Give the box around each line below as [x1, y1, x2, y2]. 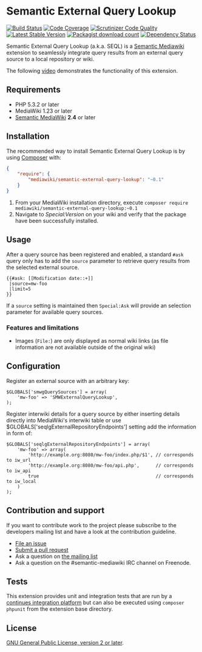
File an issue [15, 539, 47, 547]
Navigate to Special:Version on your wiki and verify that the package [15, 210, 187, 218]
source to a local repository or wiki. [6, 55, 95, 62]
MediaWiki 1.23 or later [15, 107, 73, 115]
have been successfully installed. [15, 217, 99, 224]
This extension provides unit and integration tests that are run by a [6, 593, 172, 600]
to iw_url [6, 457, 32, 463]
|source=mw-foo [8, 281, 47, 287]
